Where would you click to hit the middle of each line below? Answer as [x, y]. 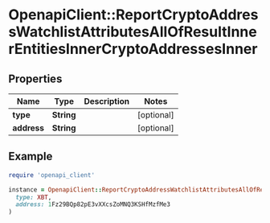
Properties [35, 78]
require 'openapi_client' [51, 175]
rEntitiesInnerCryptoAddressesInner [133, 49]
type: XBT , [34, 197]
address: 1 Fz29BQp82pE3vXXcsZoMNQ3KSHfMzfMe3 [93, 204]
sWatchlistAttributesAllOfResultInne [133, 32]
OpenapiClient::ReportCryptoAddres [133, 15]
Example [31, 157]
